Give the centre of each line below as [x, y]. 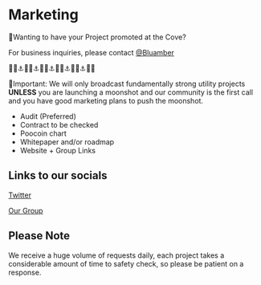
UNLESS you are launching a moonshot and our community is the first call [131, 92]
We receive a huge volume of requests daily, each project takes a [116, 255]
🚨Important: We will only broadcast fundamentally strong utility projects [127, 83]
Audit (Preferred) [48, 116]
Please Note [39, 236]
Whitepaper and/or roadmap [67, 141]
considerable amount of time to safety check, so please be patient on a [126, 263]
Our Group [26, 210]
